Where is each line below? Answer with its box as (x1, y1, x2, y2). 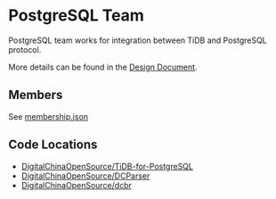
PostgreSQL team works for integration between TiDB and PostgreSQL (8, 35, 268, 46)
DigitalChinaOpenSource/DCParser (20, 170, 150, 181)
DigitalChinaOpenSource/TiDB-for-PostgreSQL (20, 161, 193, 171)
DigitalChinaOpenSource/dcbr (20, 179, 133, 190)
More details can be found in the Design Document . (8, 62, 198, 72)
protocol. (8, 44, 42, 54)
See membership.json (8, 111, 89, 121)
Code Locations (8, 137, 98, 153)
